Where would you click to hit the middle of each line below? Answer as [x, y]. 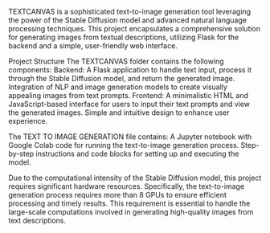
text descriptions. [37, 221]
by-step [21, 153]
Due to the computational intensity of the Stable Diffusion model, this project [135, 178]
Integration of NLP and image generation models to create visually [118, 87]
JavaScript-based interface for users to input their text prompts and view [129, 104]
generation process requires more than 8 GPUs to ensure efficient [117, 195]
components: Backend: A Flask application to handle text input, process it [130, 70]
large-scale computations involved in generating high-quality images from [131, 212]
